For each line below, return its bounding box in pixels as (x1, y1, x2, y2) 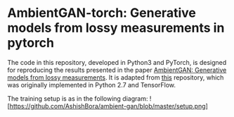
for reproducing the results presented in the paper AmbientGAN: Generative (7, 66, 227, 74)
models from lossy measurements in (7, 20, 225, 36)
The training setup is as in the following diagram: (7, 94, 148, 103)
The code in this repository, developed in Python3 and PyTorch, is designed (7, 58, 227, 66)
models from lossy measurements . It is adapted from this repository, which (7, 73, 224, 82)
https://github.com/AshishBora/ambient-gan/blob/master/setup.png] (9, 101, 209, 110)
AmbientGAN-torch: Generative (7, 5, 197, 21)
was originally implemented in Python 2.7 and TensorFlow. (7, 80, 176, 89)
